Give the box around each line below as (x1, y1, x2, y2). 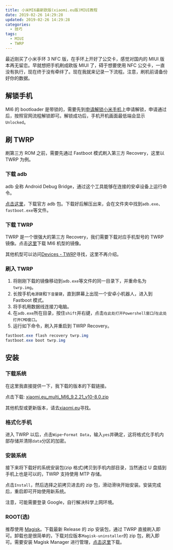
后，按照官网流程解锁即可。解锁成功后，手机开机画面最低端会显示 (5, 113, 145, 119)
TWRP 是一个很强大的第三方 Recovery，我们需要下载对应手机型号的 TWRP (5, 233, 164, 240)
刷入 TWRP (5, 265, 33, 272)
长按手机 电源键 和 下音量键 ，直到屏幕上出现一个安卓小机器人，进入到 (12, 291, 153, 297)
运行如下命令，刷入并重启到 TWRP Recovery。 (12, 323, 112, 329)
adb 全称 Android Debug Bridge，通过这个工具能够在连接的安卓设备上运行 (5, 183, 163, 189)
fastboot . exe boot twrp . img (5, 338, 66, 343)
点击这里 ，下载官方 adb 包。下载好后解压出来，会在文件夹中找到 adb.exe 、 (5, 200, 163, 207)
